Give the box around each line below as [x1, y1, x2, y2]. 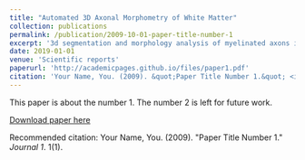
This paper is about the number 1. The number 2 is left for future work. [9, 97, 273, 108]
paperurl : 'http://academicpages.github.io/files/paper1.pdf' [9, 64, 250, 73]
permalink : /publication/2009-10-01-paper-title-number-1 [9, 30, 233, 39]
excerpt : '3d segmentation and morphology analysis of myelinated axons [9, 38, 290, 48]
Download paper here [9, 114, 91, 125]
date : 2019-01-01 [9, 47, 75, 56]
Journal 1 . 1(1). [9, 141, 64, 152]
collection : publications [9, 22, 107, 31]
